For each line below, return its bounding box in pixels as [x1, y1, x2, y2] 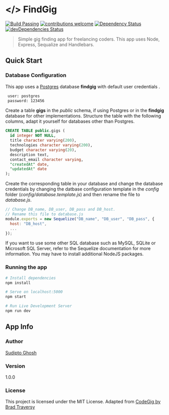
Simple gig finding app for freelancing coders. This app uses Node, [17, 36, 160, 42]
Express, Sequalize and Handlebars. [17, 41, 95, 47]
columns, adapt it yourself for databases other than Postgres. [5, 118, 135, 124]
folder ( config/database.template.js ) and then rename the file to [5, 192, 140, 198]
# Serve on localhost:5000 [5, 289, 63, 295]
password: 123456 [7, 98, 45, 103]
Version [5, 362, 26, 369]
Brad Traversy [5, 404, 35, 410]
